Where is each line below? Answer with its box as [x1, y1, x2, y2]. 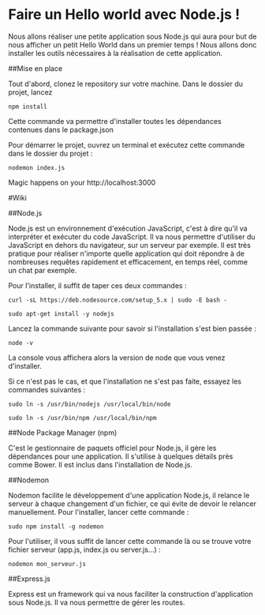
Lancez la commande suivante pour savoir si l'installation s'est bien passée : [8, 324, 256, 333]
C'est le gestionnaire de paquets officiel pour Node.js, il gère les [8, 443, 217, 452]
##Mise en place [8, 63, 63, 73]
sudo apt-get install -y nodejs [8, 309, 114, 317]
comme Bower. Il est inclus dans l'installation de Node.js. [8, 459, 193, 469]
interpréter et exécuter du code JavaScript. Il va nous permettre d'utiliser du [8, 231, 256, 242]
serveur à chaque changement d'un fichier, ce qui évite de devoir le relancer [8, 499, 256, 508]
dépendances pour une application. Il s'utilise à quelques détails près [8, 452, 233, 461]
